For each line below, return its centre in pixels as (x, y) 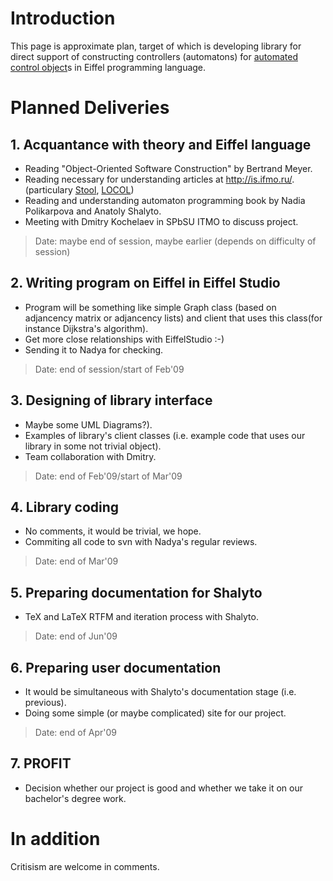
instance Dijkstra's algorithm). (86, 328)
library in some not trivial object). (93, 446)
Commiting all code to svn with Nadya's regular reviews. (141, 542)
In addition (55, 839)
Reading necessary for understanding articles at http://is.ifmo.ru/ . (159, 179)
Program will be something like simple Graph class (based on (150, 307)
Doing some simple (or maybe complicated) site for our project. (155, 713)
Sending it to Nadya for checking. (94, 349)
